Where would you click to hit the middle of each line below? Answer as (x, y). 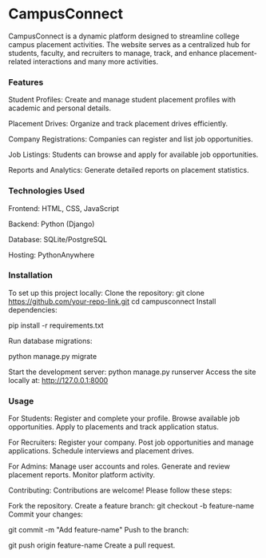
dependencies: (33, 309)
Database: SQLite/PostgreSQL (58, 239)
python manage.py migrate (53, 356)
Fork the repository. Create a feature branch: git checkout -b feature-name (131, 506)
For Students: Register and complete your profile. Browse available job (124, 418)
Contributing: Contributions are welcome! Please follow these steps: (120, 490)
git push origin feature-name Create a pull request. (92, 545)
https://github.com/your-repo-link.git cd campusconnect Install (112, 301)
